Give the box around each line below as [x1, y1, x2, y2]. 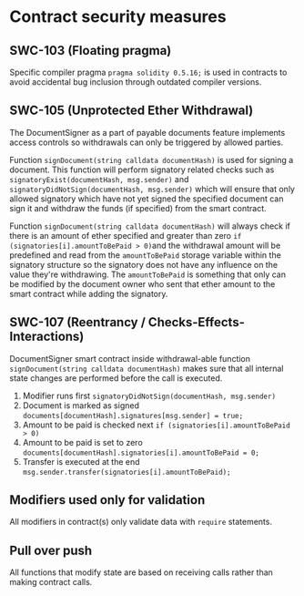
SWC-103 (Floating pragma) [9, 43, 172, 58]
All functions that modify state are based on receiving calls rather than [9, 567, 273, 578]
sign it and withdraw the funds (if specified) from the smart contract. [9, 202, 267, 213]
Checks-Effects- [147, 314, 246, 330]
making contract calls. [9, 577, 93, 588]
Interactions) [9, 329, 85, 344]
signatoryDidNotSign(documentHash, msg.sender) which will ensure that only [9, 183, 296, 194]
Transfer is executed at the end [22, 456, 140, 467]
